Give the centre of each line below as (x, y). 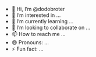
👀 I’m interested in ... (36, 15)
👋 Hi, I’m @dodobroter (38, 9)
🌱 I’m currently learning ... (42, 21)
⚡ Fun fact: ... (27, 49)
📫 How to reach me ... (38, 34)
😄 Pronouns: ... (30, 42)
